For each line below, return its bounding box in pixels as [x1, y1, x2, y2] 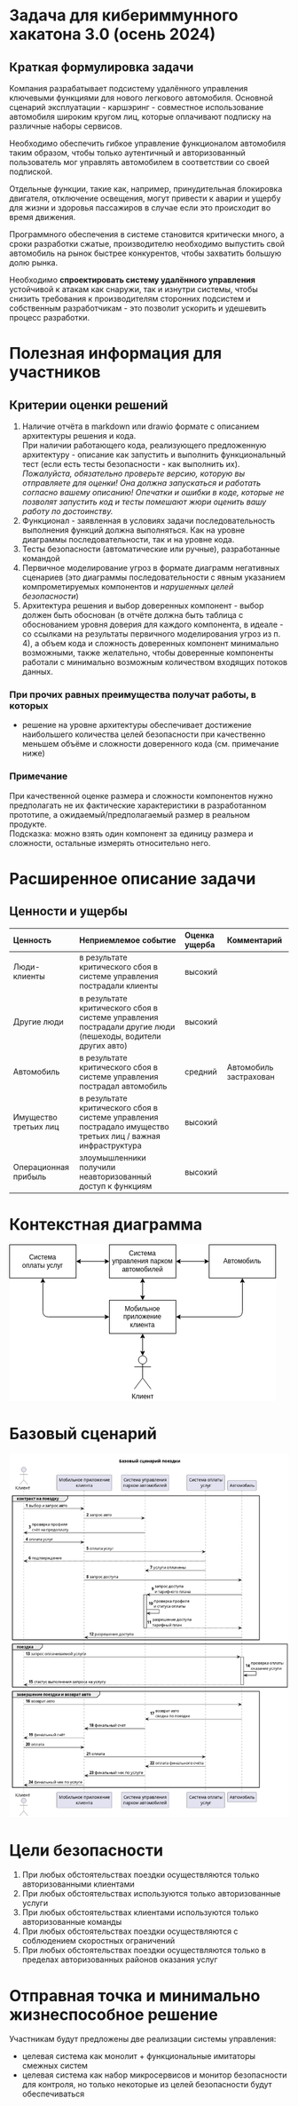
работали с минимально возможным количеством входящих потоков [21, 657, 288, 667]
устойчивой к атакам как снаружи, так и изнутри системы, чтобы [9, 284, 259, 294]
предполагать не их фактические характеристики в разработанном [9, 800, 267, 811]
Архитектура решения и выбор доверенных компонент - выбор [21, 600, 264, 611]
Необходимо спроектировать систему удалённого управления [9, 274, 255, 285]
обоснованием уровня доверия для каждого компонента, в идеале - [21, 619, 284, 629]
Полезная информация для [9, 344, 223, 364]
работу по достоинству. [21, 506, 114, 516]
